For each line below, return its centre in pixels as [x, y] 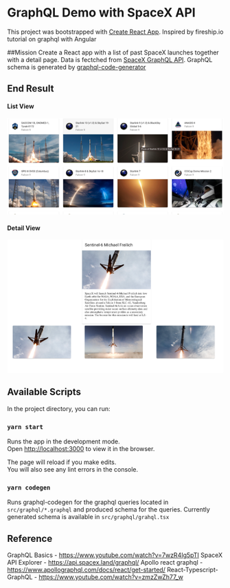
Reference [30, 538]
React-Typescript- [193, 570]
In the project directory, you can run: [59, 408]
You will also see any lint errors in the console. [73, 470]
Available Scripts [44, 392]
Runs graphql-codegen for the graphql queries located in [88, 502]
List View [21, 106]
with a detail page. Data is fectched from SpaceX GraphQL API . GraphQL [110, 59]
